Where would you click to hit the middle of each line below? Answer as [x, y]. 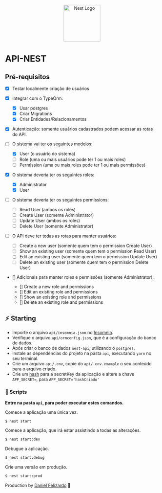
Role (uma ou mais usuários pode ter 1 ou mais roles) [72, 159]
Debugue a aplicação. [27, 449]
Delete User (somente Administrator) [56, 226]
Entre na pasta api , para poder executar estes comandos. [64, 403]
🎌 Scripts [16, 392]
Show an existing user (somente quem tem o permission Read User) [88, 251]
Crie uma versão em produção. [36, 467]
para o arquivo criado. [34, 369]
